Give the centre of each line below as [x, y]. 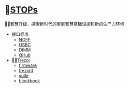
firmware [28, 65]
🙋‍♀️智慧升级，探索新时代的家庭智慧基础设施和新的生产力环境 [64, 24]
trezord [26, 70]
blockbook [29, 81]
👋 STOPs [21, 10]
